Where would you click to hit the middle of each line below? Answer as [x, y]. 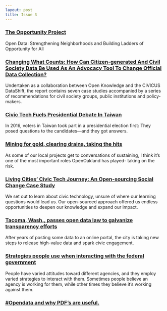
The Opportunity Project [36, 32]
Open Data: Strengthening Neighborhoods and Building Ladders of [74, 43]
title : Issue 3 [21, 15]
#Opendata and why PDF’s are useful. [52, 302]
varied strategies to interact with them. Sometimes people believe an [76, 279]
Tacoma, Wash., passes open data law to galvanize [69, 220]
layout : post [19, 10]
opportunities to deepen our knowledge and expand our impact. [72, 207]
